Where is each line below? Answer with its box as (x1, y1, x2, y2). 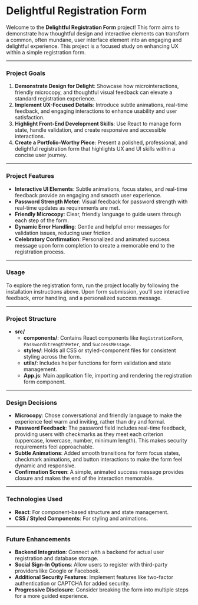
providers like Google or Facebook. (14, 567, 100, 574)
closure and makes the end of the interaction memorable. (14, 474, 154, 482)
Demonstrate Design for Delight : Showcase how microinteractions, (14, 83, 179, 90)
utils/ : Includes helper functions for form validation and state (23, 359, 171, 367)
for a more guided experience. (14, 593, 88, 600)
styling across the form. (23, 353, 81, 360)
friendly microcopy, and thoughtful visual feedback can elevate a (14, 89, 173, 96)
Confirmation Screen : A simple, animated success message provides (14, 469, 184, 476)
